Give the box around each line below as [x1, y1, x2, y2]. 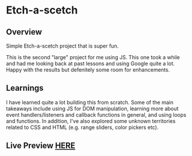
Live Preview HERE [6, 141, 76, 151]
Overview [6, 27, 43, 37]
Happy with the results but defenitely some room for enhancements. [6, 66, 170, 73]
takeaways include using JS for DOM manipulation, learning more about [6, 105, 179, 112]
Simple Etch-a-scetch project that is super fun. [6, 42, 119, 49]
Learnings [6, 83, 44, 93]
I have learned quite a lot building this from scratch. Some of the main [6, 99, 174, 106]
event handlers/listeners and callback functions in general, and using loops [6, 111, 187, 118]
